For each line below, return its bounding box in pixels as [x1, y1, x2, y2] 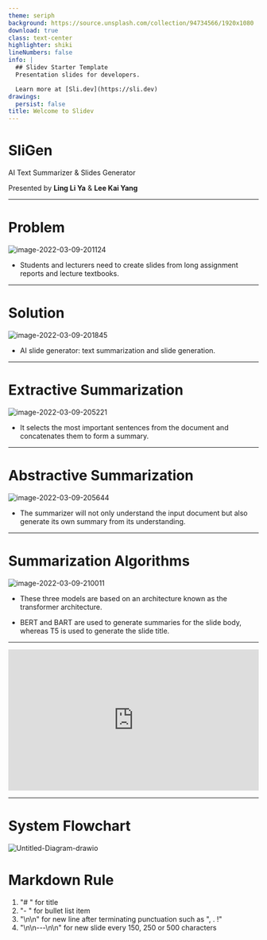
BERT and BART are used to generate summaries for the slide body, [19, 617, 242, 627]
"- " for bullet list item [19, 906, 91, 915]
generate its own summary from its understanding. [19, 516, 186, 526]
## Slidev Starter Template [15, 64, 109, 72]
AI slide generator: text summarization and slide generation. [19, 345, 216, 355]
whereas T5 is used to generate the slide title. [19, 626, 170, 635]
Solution [8, 304, 65, 322]
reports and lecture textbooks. [19, 269, 119, 278]
